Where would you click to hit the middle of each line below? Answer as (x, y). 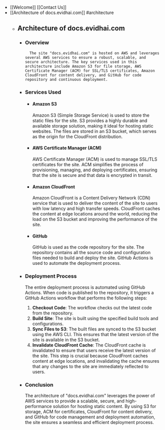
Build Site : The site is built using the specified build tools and (95, 318)
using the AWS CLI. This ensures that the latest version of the (95, 334)
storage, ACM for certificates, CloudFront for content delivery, (89, 412)
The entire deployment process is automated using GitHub (85, 287)
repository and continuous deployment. (66, 79)
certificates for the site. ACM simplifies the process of (88, 165)
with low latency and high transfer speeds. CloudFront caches (96, 208)
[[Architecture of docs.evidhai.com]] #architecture (62, 13)
